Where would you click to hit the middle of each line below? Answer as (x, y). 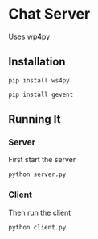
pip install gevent (41, 94)
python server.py (37, 174)
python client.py (37, 227)
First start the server (42, 160)
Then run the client (40, 212)
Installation (37, 62)
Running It (35, 119)
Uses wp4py (29, 36)
